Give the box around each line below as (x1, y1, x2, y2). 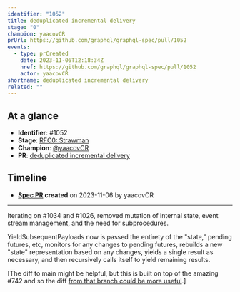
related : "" (7, 83, 43, 90)
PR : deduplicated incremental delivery (17, 151, 131, 160)
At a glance (7, 110, 59, 122)
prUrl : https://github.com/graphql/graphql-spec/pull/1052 (7, 37, 187, 44)
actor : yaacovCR (20, 70, 69, 77)
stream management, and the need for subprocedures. (7, 219, 169, 227)
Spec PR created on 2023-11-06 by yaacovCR (17, 190, 154, 199)
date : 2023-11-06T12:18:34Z (20, 57, 104, 64)
